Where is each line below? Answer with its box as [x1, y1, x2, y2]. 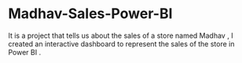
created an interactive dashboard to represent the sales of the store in [8, 39, 235, 48]
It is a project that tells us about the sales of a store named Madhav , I [8, 31, 233, 40]
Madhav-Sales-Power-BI [8, 5, 173, 23]
